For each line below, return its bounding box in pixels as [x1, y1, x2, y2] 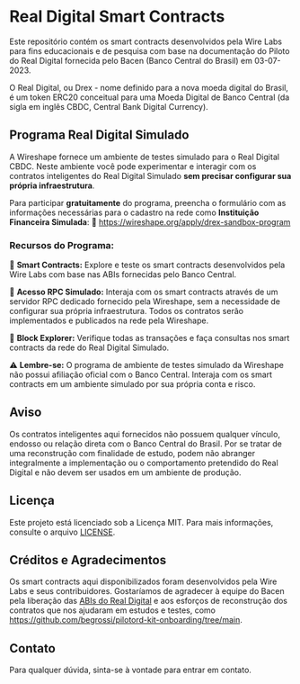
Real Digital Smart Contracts [9, 6, 225, 27]
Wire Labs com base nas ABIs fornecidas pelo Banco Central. [9, 269, 237, 280]
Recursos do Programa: [9, 238, 115, 251]
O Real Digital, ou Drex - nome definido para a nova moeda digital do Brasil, [9, 82, 289, 93]
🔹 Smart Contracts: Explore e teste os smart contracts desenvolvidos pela [9, 259, 286, 271]
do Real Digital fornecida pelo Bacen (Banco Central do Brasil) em [9, 55, 253, 66]
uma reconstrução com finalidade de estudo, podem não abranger [9, 447, 256, 458]
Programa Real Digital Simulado [9, 128, 190, 143]
